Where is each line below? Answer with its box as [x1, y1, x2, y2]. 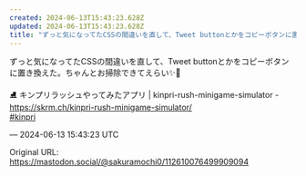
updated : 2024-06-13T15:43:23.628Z [9, 22, 145, 31]
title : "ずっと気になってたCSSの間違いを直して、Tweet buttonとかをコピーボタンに [9, 30, 293, 39]
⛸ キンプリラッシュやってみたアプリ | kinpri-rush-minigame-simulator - [9, 90, 280, 101]
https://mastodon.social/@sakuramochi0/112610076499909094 [9, 156, 249, 168]
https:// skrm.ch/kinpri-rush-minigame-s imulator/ [9, 102, 193, 113]
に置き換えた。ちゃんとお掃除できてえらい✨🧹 [9, 67, 181, 78]
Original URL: [9, 147, 59, 158]
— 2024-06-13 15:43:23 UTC [9, 129, 119, 141]
